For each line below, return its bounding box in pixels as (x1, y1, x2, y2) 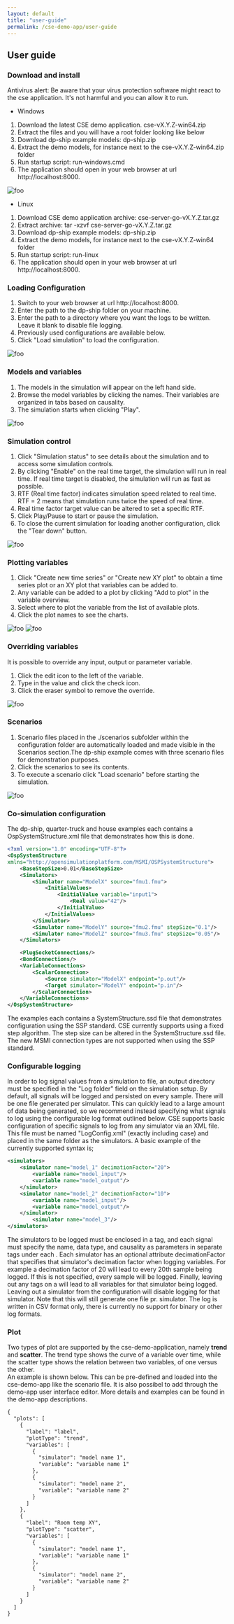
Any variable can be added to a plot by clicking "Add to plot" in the (17, 589, 210, 597)
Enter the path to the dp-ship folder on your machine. (17, 306, 171, 315)
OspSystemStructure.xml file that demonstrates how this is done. (7, 832, 194, 841)
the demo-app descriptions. (7, 1395, 88, 1403)
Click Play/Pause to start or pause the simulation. (17, 512, 159, 520)
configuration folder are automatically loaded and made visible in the (17, 740, 216, 749)
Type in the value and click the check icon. (17, 678, 141, 687)
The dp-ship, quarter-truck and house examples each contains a (7, 825, 193, 833)
